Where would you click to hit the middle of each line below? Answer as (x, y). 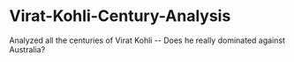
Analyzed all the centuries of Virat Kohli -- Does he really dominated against (147, 40)
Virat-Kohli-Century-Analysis (120, 16)
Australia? (27, 49)
